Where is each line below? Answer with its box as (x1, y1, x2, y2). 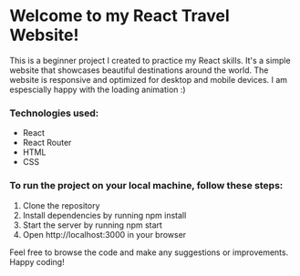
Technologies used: (9, 107, 99, 119)
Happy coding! (9, 256, 66, 267)
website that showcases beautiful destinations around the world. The (9, 65, 269, 76)
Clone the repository (22, 199, 100, 210)
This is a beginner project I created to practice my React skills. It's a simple (9, 55, 291, 66)
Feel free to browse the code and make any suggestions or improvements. (9, 247, 289, 258)
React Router (22, 138, 72, 148)
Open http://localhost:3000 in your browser (22, 229, 187, 240)
